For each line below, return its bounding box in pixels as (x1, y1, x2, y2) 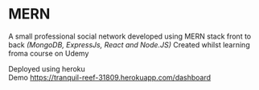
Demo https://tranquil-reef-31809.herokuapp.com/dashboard (8, 72, 212, 82)
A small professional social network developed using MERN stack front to (8, 31, 252, 41)
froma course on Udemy (8, 48, 89, 58)
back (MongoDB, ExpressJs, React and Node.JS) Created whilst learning (8, 39, 251, 49)
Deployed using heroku (8, 63, 86, 73)
